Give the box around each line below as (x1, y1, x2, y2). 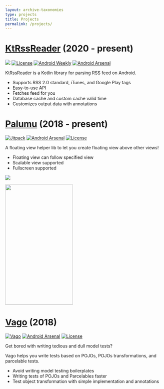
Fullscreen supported (12, 165, 56, 171)
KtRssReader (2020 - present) (5, 43, 133, 54)
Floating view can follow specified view (12, 154, 94, 160)
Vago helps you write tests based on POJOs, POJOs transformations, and (5, 353, 156, 359)
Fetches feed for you (12, 90, 56, 96)
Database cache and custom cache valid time (12, 96, 106, 102)
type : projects (5, 12, 37, 17)
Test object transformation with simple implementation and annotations (12, 378, 159, 384)
